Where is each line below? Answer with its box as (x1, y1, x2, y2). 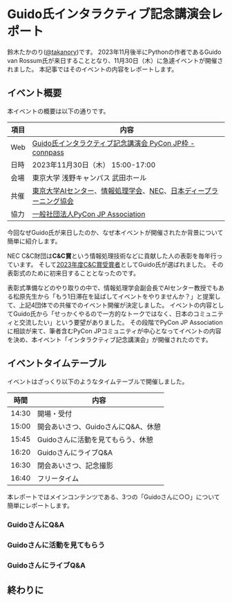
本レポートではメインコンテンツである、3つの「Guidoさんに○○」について (7, 492, 220, 501)
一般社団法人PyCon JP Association (32, 209, 146, 218)
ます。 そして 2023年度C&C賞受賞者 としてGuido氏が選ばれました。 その (19, 260, 224, 268)
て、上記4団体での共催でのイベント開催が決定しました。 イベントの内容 (7, 301, 213, 309)
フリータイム (37, 473, 79, 483)
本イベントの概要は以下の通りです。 (7, 106, 110, 115)
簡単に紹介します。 (7, 236, 61, 245)
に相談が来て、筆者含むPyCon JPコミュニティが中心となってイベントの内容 (7, 326, 222, 335)
